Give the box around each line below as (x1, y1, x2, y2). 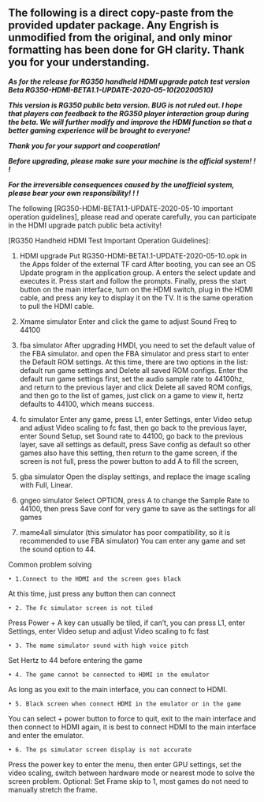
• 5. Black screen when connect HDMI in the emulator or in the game (8, 699, 242, 708)
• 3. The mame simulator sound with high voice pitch (8, 642, 189, 650)
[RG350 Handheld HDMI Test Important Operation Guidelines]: (8, 235, 211, 245)
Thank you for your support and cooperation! (8, 141, 161, 150)
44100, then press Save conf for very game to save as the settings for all (19, 503, 256, 513)
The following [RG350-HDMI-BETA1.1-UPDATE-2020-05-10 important (8, 203, 234, 213)
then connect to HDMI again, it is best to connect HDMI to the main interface (8, 722, 257, 732)
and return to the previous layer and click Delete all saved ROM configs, (19, 382, 253, 392)
